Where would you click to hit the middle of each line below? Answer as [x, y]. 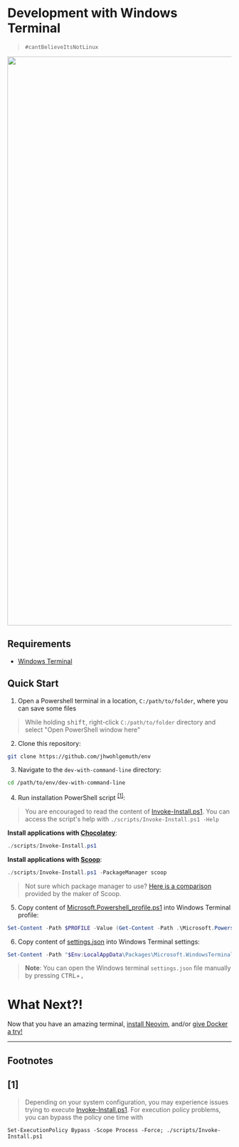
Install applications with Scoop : [55, 859]
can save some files [47, 708]
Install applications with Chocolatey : [62, 833]
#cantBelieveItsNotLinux [62, 47]
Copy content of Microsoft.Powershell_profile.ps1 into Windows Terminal [124, 907]
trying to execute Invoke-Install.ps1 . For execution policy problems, [123, 1109]
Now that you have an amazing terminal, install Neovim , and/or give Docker [118, 1024]
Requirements [39, 644]
